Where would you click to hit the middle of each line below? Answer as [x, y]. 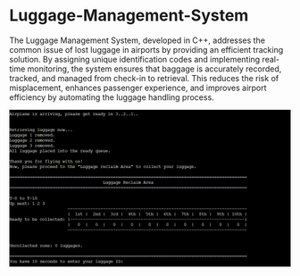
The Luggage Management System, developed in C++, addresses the [137, 40]
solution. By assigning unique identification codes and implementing [135, 59]
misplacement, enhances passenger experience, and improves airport [138, 88]
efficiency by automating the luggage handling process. [112, 97]
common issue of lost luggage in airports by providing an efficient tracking [146, 49]
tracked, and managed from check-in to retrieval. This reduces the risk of [144, 78]
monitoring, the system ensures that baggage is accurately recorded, [154, 69]
